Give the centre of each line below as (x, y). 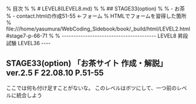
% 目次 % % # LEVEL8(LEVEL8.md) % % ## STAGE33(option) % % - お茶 (95, 9)
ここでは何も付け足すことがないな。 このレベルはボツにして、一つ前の (92, 88)
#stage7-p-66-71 (27, 36)
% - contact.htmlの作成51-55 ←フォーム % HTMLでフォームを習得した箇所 (96, 16)
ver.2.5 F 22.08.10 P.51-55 (55, 73)
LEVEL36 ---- (34, 43)
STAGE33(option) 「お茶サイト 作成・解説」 (87, 63)
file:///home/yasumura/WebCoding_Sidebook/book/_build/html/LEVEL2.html (98, 29)
